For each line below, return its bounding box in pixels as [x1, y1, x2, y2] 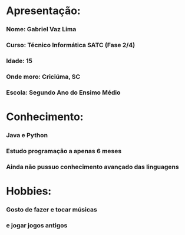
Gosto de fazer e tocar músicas [6, 205, 97, 213]
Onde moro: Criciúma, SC [6, 72, 81, 81]
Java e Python [6, 131, 48, 139]
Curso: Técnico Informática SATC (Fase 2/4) [6, 41, 136, 49]
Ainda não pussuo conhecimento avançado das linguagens [6, 163, 179, 171]
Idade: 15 [6, 57, 33, 65]
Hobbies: [6, 184, 52, 198]
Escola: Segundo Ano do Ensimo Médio [6, 88, 121, 97]
